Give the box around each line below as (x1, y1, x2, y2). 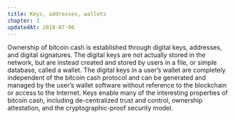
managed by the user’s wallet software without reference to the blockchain (7, 81, 227, 90)
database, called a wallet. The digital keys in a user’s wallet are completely (7, 66, 226, 75)
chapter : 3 (7, 17, 40, 24)
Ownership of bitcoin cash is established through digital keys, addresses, (7, 43, 222, 52)
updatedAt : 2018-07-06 (7, 24, 75, 31)
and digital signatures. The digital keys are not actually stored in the (7, 51, 206, 59)
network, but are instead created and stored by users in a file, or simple (7, 58, 217, 67)
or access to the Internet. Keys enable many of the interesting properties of (7, 88, 228, 97)
